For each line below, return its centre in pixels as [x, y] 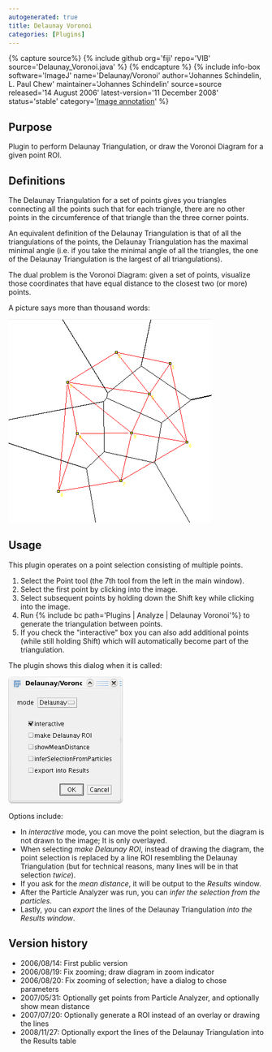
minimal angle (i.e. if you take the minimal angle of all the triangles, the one [134, 250]
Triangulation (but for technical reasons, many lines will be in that [129, 866]
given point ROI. [35, 155]
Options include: [36, 816]
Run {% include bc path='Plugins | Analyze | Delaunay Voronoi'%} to [135, 615]
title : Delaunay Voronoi [50, 26]
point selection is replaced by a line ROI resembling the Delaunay [129, 857]
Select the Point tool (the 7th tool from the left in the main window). [132, 580]
